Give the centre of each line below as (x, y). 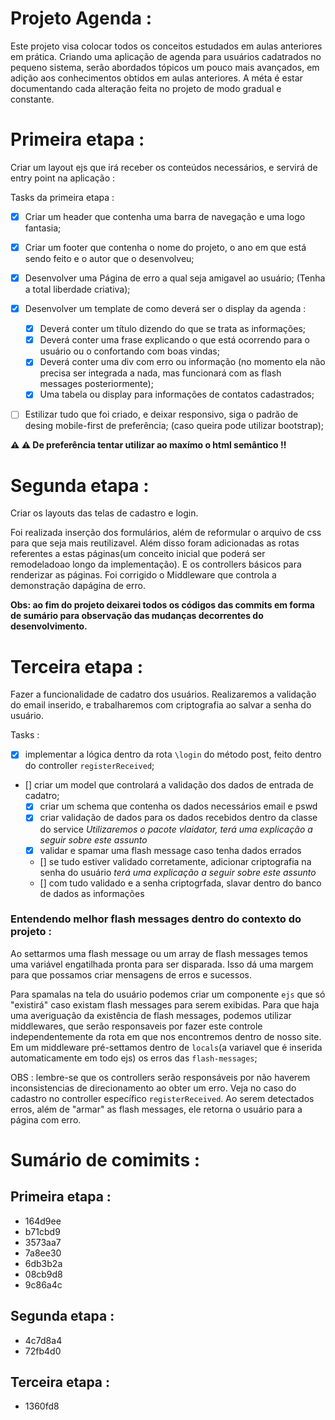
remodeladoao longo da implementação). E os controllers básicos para (156, 564)
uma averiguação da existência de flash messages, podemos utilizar (151, 1015)
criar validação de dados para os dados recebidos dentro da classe (178, 818)
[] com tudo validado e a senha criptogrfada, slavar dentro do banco (180, 883)
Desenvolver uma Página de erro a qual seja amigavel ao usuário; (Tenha (175, 278)
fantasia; (43, 228)
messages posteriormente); (96, 384)
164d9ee (43, 1221)
